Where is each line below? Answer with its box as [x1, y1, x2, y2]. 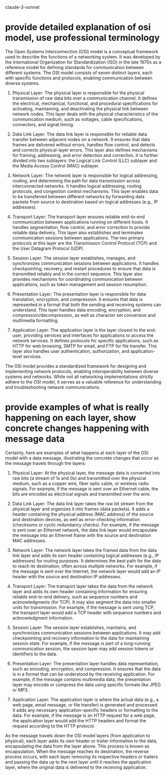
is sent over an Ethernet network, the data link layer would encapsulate [12, 527, 158, 533]
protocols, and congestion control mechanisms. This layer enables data [12, 188, 159, 194]
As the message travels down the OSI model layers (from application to [5, 732, 150, 738]
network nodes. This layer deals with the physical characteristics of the [12, 111, 159, 117]
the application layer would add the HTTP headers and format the [12, 717, 146, 723]
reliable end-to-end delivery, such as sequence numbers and [12, 594, 138, 600]
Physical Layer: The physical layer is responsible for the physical [12, 89, 145, 96]
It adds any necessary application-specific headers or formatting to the [12, 707, 159, 713]
